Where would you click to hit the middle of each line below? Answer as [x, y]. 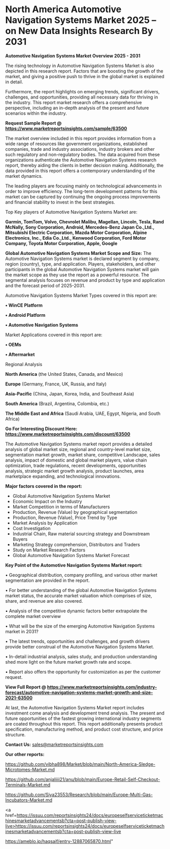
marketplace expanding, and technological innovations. [63, 476]
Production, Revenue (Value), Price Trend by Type [65, 517]
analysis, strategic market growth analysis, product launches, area [75, 471]
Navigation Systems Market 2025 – [81, 20]
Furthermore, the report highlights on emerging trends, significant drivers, [82, 91]
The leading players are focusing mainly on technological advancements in [83, 186]
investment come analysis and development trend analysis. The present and [85, 713]
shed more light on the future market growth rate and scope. [69, 662]
